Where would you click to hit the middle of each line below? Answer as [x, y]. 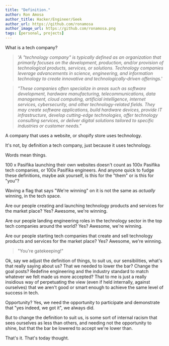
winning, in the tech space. [33, 196]
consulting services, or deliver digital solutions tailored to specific [86, 120]
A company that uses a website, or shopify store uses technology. [74, 136]
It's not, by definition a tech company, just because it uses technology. [78, 145]
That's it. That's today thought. [37, 338]
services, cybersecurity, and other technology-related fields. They [86, 104]
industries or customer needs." [49, 126]
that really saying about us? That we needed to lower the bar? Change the [82, 266]
